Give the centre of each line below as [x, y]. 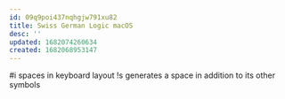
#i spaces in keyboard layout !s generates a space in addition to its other [142, 75]
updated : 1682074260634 [53, 42]
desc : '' [25, 34]
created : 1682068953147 [53, 50]
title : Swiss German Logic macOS [71, 26]
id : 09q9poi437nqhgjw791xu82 [63, 17]
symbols [25, 85]
